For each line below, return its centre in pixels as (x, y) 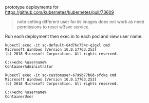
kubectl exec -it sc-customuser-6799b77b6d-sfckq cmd (61, 75)
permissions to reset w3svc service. (53, 27)
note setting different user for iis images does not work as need (81, 22)
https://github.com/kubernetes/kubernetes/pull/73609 (60, 12)
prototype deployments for (32, 7)
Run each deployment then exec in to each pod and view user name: (74, 36)
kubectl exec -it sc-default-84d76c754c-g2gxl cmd (57, 45)
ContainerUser (19, 97)
